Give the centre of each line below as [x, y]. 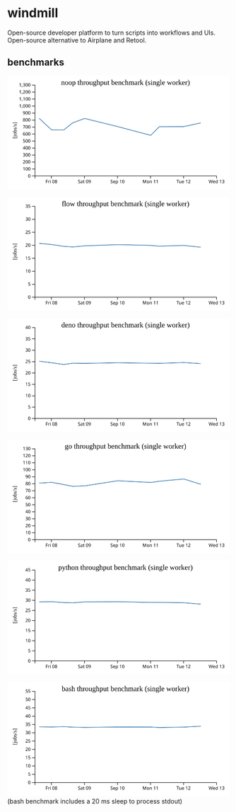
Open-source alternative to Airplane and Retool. [77, 40]
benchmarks [36, 63]
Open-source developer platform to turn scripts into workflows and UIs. [112, 33]
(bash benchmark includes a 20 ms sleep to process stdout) [95, 801]
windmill [33, 13]
